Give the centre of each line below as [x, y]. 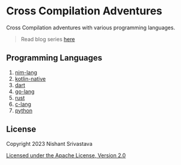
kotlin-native [30, 78]
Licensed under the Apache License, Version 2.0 [66, 155]
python [24, 110]
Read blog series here [48, 39]
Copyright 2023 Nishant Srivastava [49, 143]
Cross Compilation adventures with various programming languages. [90, 27]
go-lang [24, 91]
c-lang [23, 104]
